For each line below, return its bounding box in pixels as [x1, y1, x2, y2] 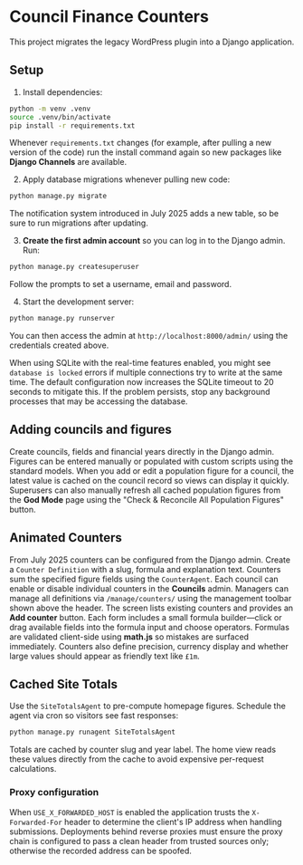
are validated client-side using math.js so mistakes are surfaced [9, 631, 250, 642]
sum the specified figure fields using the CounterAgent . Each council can [9, 573, 279, 584]
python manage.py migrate [9, 192, 107, 201]
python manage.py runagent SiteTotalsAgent [9, 727, 176, 737]
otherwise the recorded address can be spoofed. [9, 845, 193, 856]
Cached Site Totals [9, 677, 118, 692]
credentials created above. [9, 340, 109, 351]
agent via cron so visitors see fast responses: [9, 710, 179, 721]
